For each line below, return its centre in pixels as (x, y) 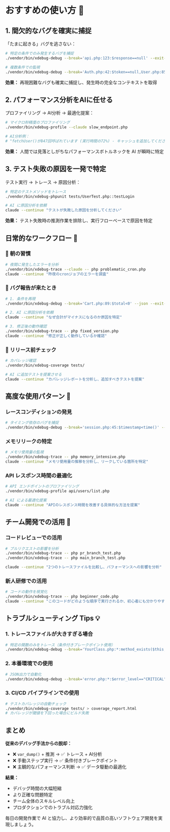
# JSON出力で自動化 (24, 674)
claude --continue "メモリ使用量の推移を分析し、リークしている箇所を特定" (77, 462)
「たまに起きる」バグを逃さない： (41, 44)
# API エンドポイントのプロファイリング (42, 486)
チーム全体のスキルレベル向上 (44, 801)
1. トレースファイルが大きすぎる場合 (49, 634)
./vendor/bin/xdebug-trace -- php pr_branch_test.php (63, 553)
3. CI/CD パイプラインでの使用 (42, 693)
